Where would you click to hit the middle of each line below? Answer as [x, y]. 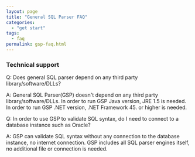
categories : [20, 22]
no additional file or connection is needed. [57, 149]
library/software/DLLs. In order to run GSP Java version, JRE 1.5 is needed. [96, 101]
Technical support [33, 64]
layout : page [22, 11]
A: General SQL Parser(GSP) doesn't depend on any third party [82, 95]
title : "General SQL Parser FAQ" [47, 17]
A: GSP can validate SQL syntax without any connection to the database [93, 136]
